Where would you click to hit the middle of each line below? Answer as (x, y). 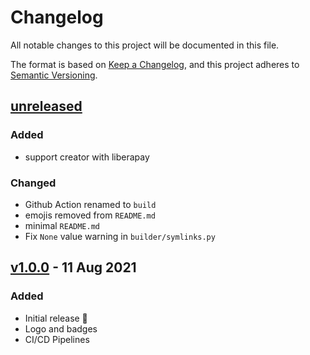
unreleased (46, 106)
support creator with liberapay (87, 157)
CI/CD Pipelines (57, 339)
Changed (33, 183)
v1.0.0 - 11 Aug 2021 (73, 267)
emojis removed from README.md (90, 215)
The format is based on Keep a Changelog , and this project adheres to (155, 64)
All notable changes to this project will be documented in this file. (145, 45)
